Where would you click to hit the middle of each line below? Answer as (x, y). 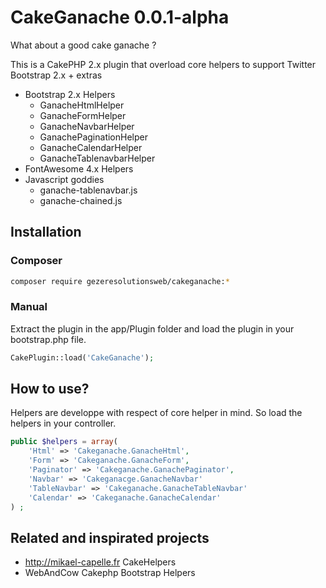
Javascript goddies (64, 179)
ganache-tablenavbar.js (88, 190)
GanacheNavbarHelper (87, 126)
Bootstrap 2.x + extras (56, 75)
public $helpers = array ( (64, 442)
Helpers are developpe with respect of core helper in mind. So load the (156, 413)
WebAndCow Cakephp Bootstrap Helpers (110, 573)
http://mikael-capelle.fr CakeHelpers (100, 562)
